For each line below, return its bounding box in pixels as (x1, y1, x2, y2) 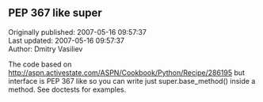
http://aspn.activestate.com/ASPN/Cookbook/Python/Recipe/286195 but (8, 67, 246, 77)
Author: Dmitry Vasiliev (8, 43, 83, 54)
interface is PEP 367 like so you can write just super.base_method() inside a (8, 76, 256, 85)
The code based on (8, 59, 72, 69)
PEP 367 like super (8, 6, 103, 20)
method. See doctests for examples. (8, 85, 127, 94)
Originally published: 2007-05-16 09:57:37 (8, 27, 147, 36)
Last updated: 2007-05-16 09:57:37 (8, 36, 125, 45)
